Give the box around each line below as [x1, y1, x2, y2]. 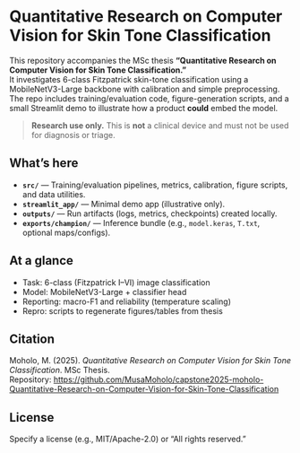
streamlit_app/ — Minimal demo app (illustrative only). [21, 198, 226, 209]
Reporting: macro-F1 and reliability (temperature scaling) [21, 296, 231, 307]
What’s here [9, 155, 79, 171]
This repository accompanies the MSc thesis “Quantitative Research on [9, 55, 277, 65]
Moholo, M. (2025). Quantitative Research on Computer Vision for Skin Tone [9, 355, 292, 366]
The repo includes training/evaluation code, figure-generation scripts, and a [9, 92, 289, 104]
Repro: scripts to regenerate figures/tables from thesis [21, 305, 224, 316]
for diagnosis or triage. [30, 129, 116, 140]
